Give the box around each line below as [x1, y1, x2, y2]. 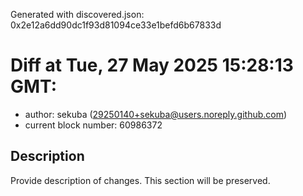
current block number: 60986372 [24, 119, 163, 131]
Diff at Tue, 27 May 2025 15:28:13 [10, 54, 294, 77]
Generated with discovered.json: [10, 9, 145, 20]
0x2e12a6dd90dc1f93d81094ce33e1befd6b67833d [10, 19, 222, 31]
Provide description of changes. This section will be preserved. [10, 174, 271, 186]
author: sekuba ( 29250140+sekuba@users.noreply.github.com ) [24, 108, 288, 120]
